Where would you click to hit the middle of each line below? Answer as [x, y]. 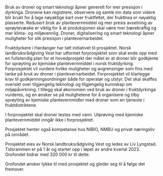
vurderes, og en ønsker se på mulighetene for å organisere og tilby [72, 95]
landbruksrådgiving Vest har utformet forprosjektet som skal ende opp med [81, 53]
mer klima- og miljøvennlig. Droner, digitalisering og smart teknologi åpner [80, 33]
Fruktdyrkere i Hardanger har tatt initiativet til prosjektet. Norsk [68, 48]
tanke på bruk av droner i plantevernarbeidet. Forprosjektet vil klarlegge [78, 74]
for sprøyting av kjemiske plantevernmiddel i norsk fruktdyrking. [70, 63]
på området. [17, 135]
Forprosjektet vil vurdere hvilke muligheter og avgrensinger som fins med [79, 69]
